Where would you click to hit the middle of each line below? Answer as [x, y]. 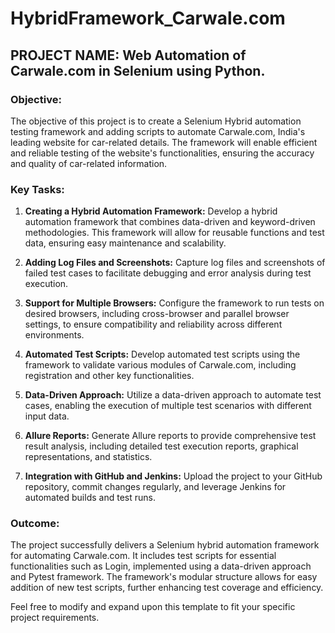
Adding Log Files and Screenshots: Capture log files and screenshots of [175, 263]
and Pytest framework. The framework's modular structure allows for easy [164, 577]
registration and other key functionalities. [109, 376]
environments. [54, 335]
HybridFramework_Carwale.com [148, 18]
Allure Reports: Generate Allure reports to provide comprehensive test [170, 436]
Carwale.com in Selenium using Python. [138, 70]
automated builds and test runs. [90, 498]
